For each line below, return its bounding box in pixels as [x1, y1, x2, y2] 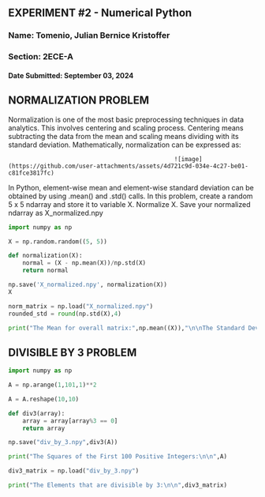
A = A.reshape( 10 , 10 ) [8, 395, 80, 403]
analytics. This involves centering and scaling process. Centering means [8, 122, 244, 133]
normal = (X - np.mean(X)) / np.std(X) [22, 259, 147, 267]
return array [22, 424, 65, 432]
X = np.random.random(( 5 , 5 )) [8, 237, 108, 246]
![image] [174, 155, 203, 163]
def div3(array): [8, 409, 65, 417]
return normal [22, 266, 69, 275]
